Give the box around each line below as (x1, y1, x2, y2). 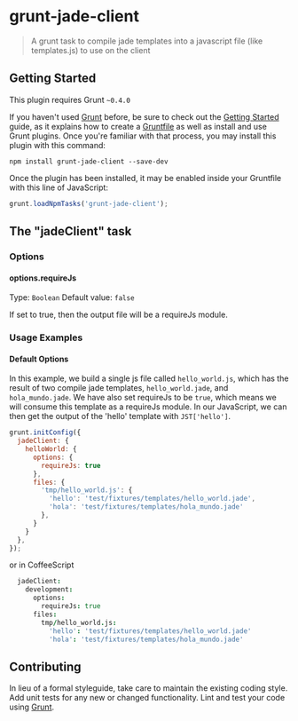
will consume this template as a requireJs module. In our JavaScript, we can (9, 401, 287, 412)
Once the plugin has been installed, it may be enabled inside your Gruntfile (9, 172, 282, 183)
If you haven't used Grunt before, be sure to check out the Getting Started (9, 111, 279, 122)
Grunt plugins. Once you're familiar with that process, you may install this (9, 131, 277, 141)
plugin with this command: (9, 139, 106, 150)
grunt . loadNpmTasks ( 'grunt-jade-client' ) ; (9, 199, 169, 208)
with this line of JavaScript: (9, 182, 109, 193)
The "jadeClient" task (9, 224, 132, 239)
